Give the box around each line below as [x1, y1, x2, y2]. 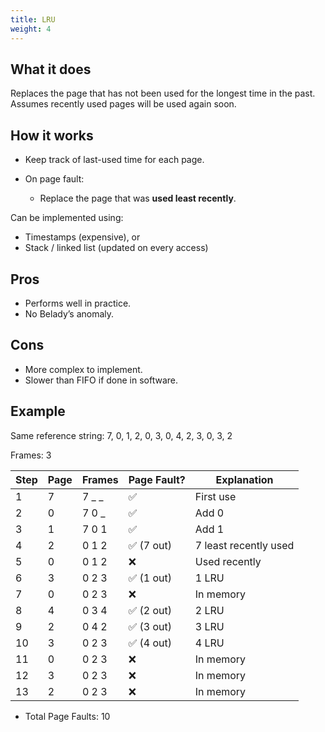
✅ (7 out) [128, 538, 172, 552]
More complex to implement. [24, 363, 143, 375]
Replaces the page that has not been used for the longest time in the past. [10, 87, 316, 100]
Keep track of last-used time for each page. [24, 154, 205, 166]
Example [10, 403, 66, 420]
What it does [10, 61, 92, 78]
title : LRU [10, 14, 56, 25]
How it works [10, 127, 94, 144]
